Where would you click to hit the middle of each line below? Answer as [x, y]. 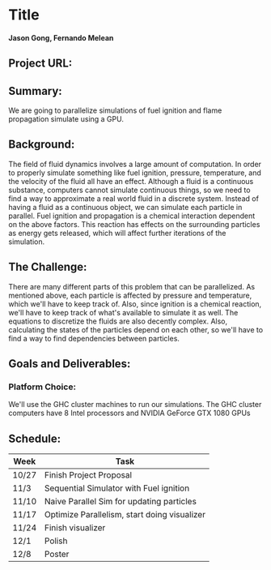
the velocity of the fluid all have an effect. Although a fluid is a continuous [131, 181]
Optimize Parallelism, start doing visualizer [125, 515]
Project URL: [40, 64]
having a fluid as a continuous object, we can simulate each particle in [125, 207]
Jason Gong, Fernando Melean [61, 37]
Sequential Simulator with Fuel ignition [117, 488]
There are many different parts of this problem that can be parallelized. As [132, 286]
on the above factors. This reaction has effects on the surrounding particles [134, 224]
